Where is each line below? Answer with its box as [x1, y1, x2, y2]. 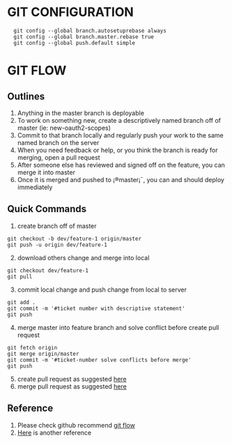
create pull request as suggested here [17, 375, 127, 383]
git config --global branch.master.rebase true [13, 33, 155, 40]
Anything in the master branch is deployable [17, 109, 145, 117]
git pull [7, 273, 33, 280]
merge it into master [17, 168, 75, 177]
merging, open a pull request [17, 153, 100, 161]
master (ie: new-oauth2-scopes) [17, 123, 111, 132]
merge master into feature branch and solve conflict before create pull [17, 323, 219, 331]
